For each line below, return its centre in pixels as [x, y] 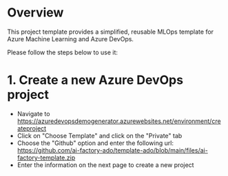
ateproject [32, 128]
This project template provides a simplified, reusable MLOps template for [111, 32]
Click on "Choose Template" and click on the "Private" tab [100, 135]
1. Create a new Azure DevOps [95, 80]
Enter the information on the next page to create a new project [105, 165]
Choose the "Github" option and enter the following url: [95, 143]
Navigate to [33, 113]
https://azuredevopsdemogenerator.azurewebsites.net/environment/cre [119, 121]
